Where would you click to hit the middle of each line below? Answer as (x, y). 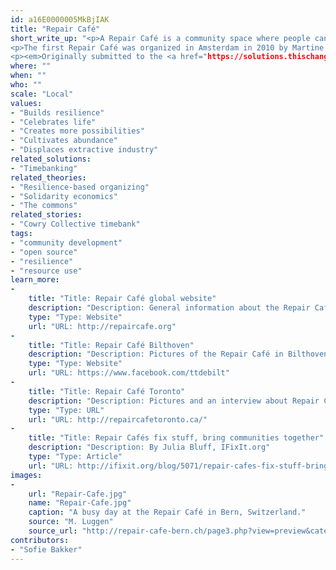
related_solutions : (51, 159)
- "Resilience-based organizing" (80, 187)
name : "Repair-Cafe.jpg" (80, 503)
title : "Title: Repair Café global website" (122, 299)
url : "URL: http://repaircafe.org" (102, 326)
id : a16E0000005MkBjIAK (60, 19)
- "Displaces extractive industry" (84, 150)
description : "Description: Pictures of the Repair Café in (156, 354)
